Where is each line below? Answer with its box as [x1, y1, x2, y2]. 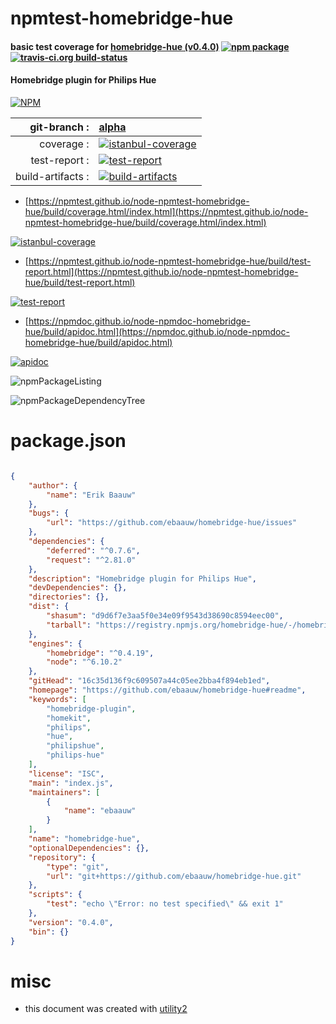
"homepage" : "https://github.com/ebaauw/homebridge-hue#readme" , [28, 685, 307, 696]
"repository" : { [28, 852, 97, 862]
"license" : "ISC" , [28, 768, 105, 779]
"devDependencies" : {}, [28, 583, 128, 593]
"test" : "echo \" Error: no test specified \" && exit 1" [46, 899, 284, 909]
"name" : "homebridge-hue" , [28, 834, 141, 844]
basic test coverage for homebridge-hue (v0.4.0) [10, 40, 220, 52]
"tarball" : [46, 620, 92, 630]
